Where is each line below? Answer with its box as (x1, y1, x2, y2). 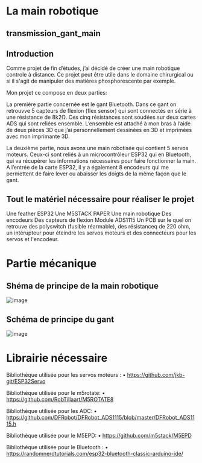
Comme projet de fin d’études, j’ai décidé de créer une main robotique (6, 65, 180, 72)
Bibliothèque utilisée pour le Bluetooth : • (6, 443, 109, 450)
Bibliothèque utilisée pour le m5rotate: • (6, 389, 106, 396)
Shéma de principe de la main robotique (6, 280, 159, 291)
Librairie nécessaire (6, 351, 108, 365)
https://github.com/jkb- (127, 371, 185, 378)
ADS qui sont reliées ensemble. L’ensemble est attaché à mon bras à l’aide (6, 120, 191, 127)
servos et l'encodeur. (6, 236, 59, 243)
